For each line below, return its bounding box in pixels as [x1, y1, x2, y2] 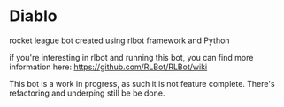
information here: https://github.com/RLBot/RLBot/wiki [9, 61, 208, 72]
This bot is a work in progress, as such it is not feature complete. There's [9, 78, 276, 89]
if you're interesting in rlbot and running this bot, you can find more [9, 52, 254, 62]
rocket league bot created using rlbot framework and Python [9, 35, 230, 46]
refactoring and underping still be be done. [9, 88, 165, 98]
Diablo [9, 6, 58, 26]
